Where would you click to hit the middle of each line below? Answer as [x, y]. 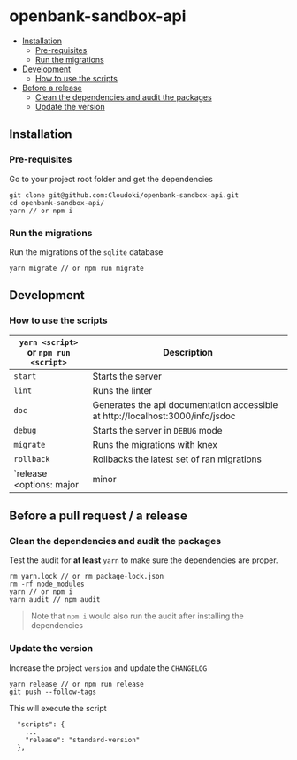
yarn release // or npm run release [76, 684]
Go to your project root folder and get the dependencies [111, 179]
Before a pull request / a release [99, 516]
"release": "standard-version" [83, 740]
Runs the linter [122, 390]
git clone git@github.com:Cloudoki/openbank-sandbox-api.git [124, 195]
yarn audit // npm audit [55, 600]
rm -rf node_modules [47, 584]
